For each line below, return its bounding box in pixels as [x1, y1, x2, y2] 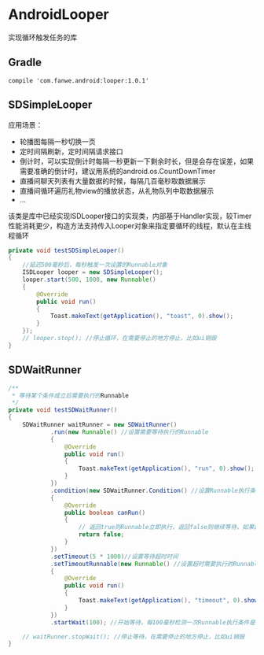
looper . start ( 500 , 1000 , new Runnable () [22, 276, 156, 284]
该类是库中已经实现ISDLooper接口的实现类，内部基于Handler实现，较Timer [8, 211, 252, 220]
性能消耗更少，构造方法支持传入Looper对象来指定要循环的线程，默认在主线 [8, 220, 251, 230]
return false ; [78, 531, 125, 538]
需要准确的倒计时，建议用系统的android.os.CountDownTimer [19, 166, 216, 176]
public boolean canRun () [64, 509, 146, 516]
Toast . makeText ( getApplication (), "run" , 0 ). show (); [78, 464, 255, 473]
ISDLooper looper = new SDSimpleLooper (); [22, 268, 163, 276]
